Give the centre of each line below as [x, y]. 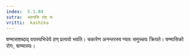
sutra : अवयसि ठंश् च [29, 17]
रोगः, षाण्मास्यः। [21, 46]
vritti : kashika [28, 22]
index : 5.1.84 [25, 12]
